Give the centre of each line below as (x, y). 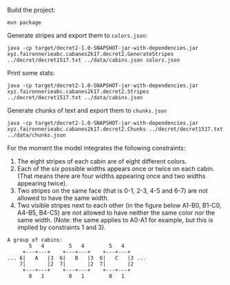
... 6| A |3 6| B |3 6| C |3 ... (77, 258)
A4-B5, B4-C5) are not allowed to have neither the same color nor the (116, 213)
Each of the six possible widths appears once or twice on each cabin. (116, 169)
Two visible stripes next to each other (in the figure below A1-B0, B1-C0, (119, 205)
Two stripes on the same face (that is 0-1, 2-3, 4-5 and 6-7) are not (112, 190)
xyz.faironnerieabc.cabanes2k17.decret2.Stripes (78, 92)
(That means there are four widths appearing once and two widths (111, 176)
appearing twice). (42, 183)
